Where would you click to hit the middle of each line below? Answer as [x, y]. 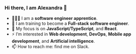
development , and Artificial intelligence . [53, 41]
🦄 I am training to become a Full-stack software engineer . [70, 23]
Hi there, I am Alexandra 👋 [36, 8]
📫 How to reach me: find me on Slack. [50, 47]
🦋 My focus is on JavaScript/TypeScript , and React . [65, 29]
